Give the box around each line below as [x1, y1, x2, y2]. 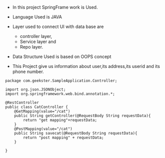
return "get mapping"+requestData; [23, 117, 97, 122]
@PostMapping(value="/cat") [14, 126, 72, 131]
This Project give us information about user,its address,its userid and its [12, 63, 160, 69]
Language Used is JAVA [12, 14, 62, 19]
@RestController [5, 100, 39, 105]
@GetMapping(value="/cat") [14, 109, 70, 114]
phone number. [12, 68, 44, 74]
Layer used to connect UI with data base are [12, 23, 104, 29]
